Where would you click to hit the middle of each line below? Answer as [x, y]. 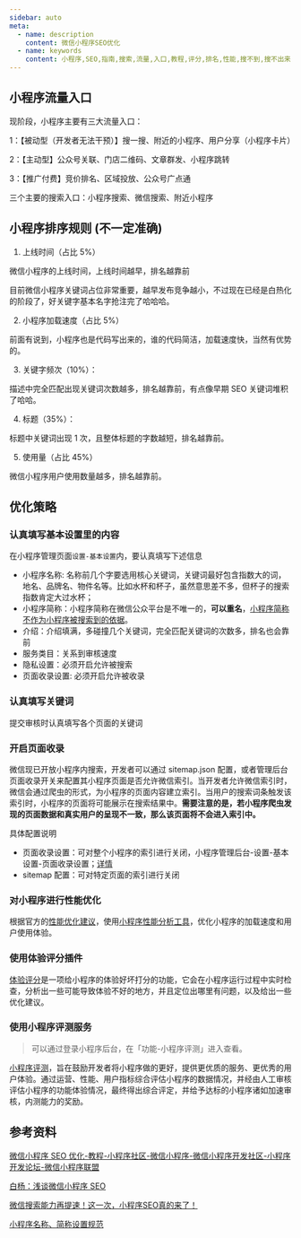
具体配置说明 [33, 833]
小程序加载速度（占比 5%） [73, 320]
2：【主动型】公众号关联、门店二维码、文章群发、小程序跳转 [120, 159]
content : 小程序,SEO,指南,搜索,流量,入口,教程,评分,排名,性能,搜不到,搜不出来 [158, 59]
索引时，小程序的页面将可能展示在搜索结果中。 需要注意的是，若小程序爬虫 [146, 803]
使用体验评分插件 [46, 958]
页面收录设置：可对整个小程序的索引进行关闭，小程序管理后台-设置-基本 [155, 852]
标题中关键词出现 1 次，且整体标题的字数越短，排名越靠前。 [119, 438]
